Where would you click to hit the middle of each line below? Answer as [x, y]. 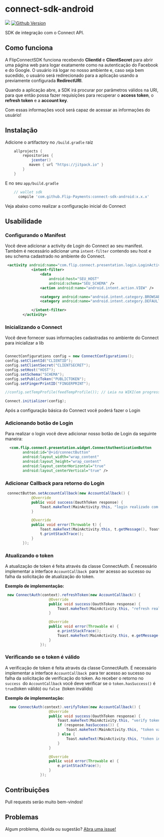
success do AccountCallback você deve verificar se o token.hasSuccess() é [80, 683]
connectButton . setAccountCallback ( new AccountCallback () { [69, 494]
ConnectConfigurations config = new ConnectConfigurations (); [70, 356]
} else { [66, 734]
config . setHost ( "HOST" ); [30, 370]
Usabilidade [24, 221]
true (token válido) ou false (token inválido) [49, 688]
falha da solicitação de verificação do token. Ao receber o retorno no [74, 678]
